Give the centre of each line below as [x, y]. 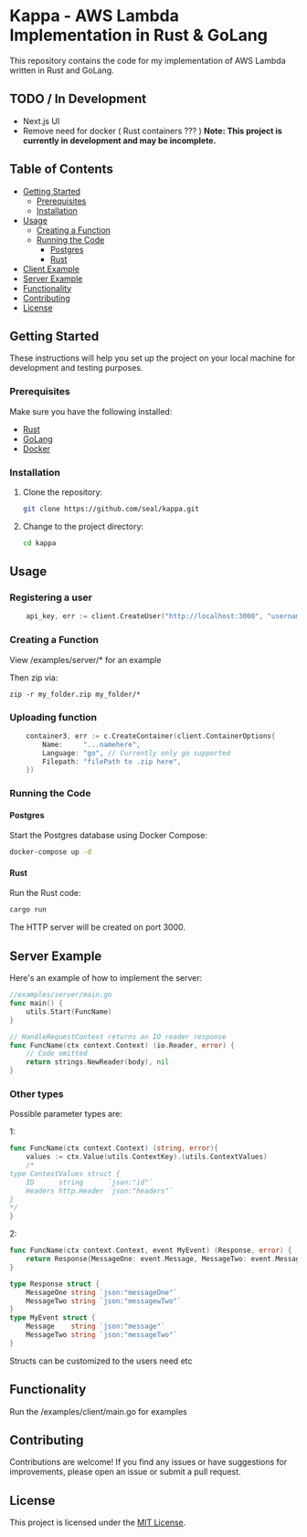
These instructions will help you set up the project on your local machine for [152, 358]
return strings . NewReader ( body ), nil [98, 1062]
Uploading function [53, 717]
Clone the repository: [63, 492]
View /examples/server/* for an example [85, 659]
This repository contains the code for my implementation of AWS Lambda [148, 60]
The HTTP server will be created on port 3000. [97, 927]
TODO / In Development [78, 99]
